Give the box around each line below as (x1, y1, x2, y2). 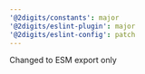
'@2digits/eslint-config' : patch (9, 30, 136, 39)
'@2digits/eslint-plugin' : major (9, 22, 136, 31)
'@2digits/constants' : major (9, 13, 120, 23)
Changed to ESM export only (9, 55, 118, 66)
